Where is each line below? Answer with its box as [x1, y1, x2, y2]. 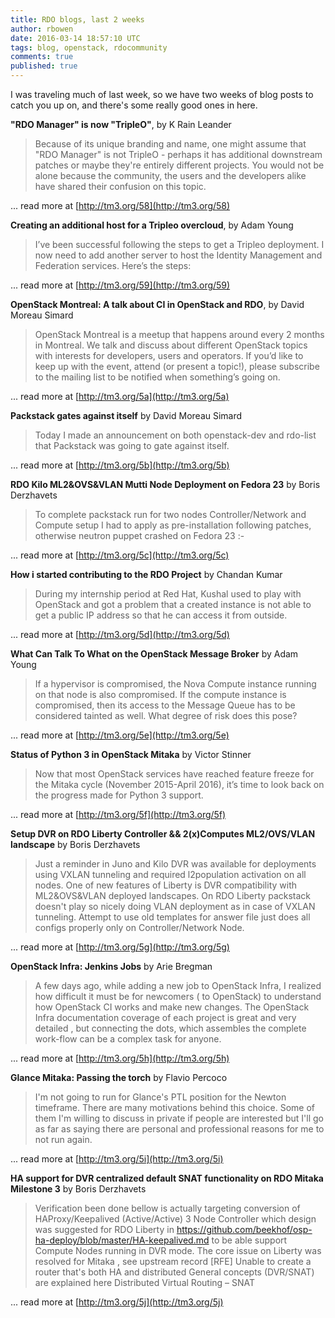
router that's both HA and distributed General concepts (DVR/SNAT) [34, 1266, 315, 1278]
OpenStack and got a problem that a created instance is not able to [34, 599, 312, 610]
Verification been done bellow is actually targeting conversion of [34, 1202, 301, 1214]
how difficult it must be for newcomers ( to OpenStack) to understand [34, 991, 322, 1002]
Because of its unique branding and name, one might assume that [34, 138, 307, 150]
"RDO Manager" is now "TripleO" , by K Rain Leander [10, 119, 232, 130]
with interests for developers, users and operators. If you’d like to [34, 350, 304, 361]
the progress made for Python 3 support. [34, 789, 204, 801]
